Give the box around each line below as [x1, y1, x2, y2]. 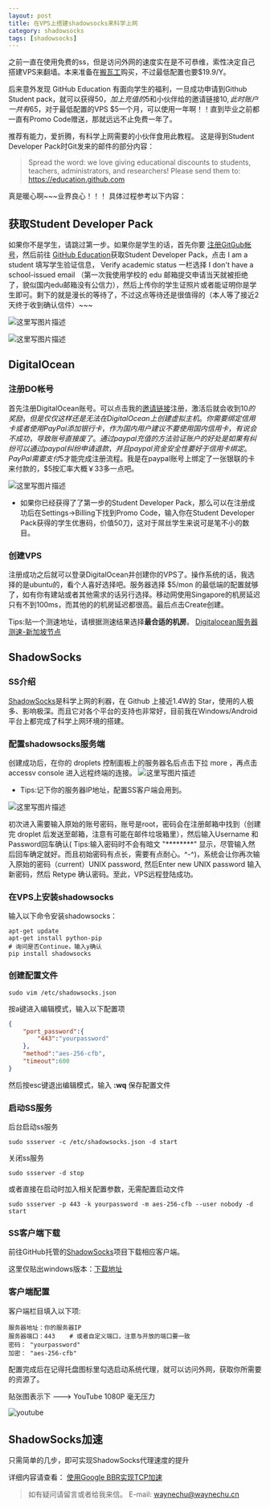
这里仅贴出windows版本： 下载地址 [8, 1264, 123, 1274]
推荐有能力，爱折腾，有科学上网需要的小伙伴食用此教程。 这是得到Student [8, 132, 255, 141]
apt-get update [8, 927, 59, 936]
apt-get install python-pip [8, 934, 103, 942]
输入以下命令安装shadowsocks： [8, 911, 118, 921]
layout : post [8, 11, 52, 20]
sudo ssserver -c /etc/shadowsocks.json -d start [8, 1138, 178, 1146]
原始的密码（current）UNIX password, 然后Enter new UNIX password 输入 [14, 860, 262, 869]
